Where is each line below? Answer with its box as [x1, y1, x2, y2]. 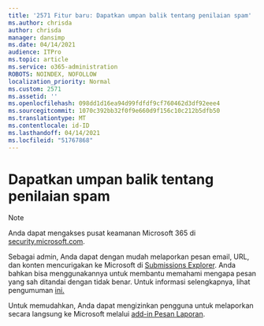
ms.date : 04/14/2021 [8, 41, 76, 49]
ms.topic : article [8, 56, 69, 64]
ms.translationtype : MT [8, 114, 87, 122]
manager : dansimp [8, 33, 65, 42]
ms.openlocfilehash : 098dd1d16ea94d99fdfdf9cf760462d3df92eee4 [8, 99, 221, 107]
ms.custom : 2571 [8, 84, 61, 93]
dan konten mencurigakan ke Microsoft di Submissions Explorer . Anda [8, 260, 236, 270]
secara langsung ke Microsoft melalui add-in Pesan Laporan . [8, 309, 206, 319]
